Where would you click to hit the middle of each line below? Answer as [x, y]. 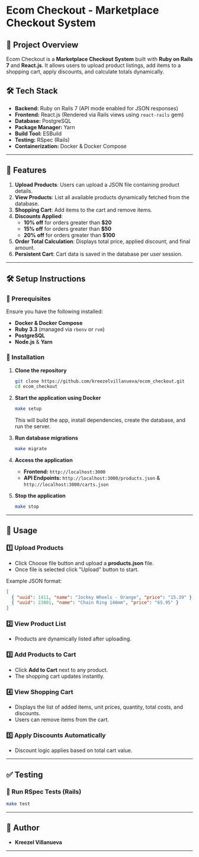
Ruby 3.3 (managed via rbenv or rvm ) [60, 329]
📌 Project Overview [42, 45]
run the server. [33, 426]
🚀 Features [26, 171]
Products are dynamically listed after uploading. [73, 639]
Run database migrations [46, 438]
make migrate [31, 449]
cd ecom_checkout [36, 387]
